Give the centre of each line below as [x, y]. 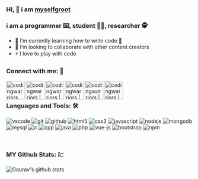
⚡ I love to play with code [45, 54]
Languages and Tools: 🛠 [42, 106]
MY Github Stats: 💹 [35, 154]
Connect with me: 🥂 [35, 71]
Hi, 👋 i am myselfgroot [39, 9]
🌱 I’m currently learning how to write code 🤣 [68, 41]
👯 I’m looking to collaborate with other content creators [82, 47]
